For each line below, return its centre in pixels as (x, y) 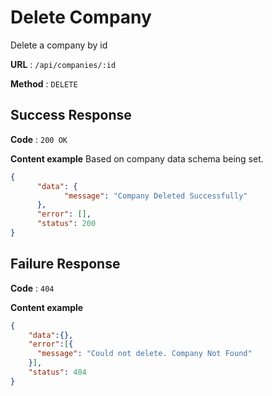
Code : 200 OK (39, 139)
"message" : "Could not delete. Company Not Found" (144, 354)
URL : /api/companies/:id (63, 64)
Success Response (71, 115)
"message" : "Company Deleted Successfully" (155, 196)
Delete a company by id (59, 45)
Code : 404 (32, 288)
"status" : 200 (66, 224)
